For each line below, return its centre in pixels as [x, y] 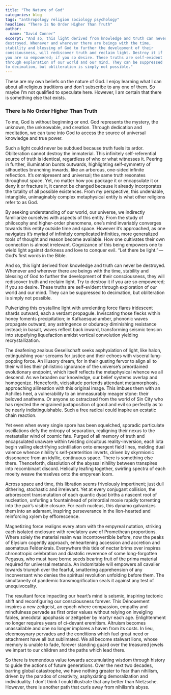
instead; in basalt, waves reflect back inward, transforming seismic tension [84, 330]
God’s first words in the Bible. [36, 256]
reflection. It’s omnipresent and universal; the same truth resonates [76, 175]
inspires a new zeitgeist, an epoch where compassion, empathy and [77, 607]
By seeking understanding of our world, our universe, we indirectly [75, 212]
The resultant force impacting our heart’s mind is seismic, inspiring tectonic [84, 596]
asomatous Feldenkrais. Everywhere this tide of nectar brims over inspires [83, 548]
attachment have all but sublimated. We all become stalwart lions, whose [81, 639]
